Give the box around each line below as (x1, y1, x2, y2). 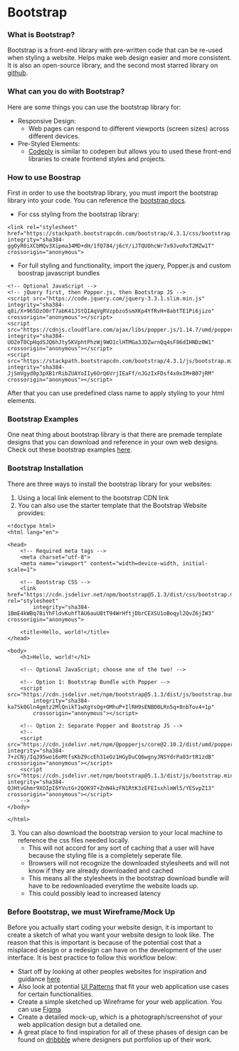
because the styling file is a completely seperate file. (28, 851, 184, 860)
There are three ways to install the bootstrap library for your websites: (7, 479, 212, 488)
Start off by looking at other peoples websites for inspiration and (17, 967, 207, 975)
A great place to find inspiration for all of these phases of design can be (17, 1027, 228, 1036)
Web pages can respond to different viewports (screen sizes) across (28, 124, 230, 133)
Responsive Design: (17, 116, 76, 125)
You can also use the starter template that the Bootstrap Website (17, 501, 208, 509)
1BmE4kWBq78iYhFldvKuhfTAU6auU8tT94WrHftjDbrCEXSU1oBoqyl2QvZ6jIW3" (7, 609, 215, 617)
